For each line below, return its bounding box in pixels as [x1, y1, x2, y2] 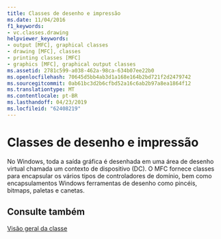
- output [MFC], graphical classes [7, 42, 109, 48]
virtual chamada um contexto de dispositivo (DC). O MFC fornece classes [7, 165, 215, 173]
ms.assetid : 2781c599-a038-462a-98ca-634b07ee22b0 [7, 67, 155, 74]
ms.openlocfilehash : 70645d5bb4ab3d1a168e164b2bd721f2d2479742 [7, 73, 192, 81]
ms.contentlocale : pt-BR [7, 93, 78, 100]
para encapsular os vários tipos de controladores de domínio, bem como [7, 171, 212, 180]
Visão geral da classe [7, 224, 68, 232]
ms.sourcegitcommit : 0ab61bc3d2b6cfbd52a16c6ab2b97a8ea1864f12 [7, 80, 192, 87]
